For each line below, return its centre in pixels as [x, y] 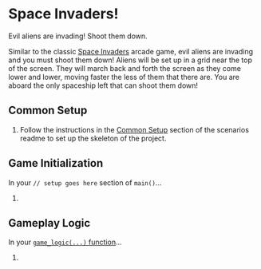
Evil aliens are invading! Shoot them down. [78, 36]
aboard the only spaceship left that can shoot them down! [103, 85]
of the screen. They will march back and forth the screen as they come [125, 68]
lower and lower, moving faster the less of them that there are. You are [124, 77]
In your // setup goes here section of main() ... [85, 182]
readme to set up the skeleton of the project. [93, 138]
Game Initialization [56, 163]
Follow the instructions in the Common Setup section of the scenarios [134, 129]
